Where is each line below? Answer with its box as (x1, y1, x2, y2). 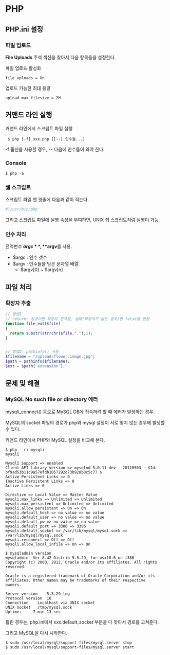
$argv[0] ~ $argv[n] (20, 267, 63, 273)
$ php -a (5, 171, 24, 176)
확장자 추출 (5, 299, 31, 307)
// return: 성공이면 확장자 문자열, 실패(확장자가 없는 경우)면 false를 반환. (5, 316, 152, 322)
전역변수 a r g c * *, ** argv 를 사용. (5, 243, 72, 250)
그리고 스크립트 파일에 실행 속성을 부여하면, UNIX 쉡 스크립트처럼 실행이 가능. (5, 217, 160, 223)
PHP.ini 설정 (5, 25, 44, 33)
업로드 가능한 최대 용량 (5, 85, 51, 91)
